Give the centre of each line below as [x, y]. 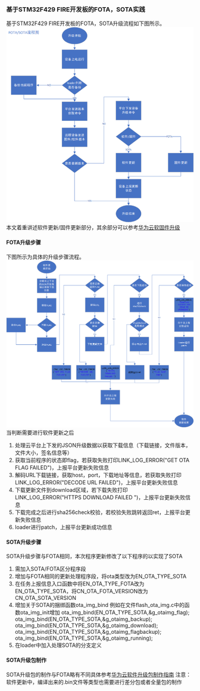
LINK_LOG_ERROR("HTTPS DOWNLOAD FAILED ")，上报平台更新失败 [100, 497]
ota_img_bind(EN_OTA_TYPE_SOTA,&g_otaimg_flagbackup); [88, 632]
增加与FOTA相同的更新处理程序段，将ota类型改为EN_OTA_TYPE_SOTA [101, 577]
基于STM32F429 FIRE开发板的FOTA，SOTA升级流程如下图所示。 [86, 24]
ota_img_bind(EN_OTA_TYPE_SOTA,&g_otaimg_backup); [84, 619]
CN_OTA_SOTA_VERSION [45, 598]
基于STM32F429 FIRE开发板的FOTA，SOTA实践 [76, 9]
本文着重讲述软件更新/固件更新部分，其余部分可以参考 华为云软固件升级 [93, 228]
